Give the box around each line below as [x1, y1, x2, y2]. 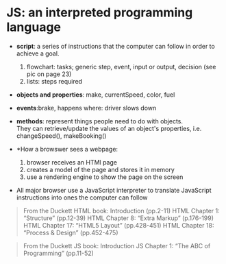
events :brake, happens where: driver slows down [16, 104, 157, 112]
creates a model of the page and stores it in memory [26, 165, 175, 173]
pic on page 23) [26, 70, 72, 78]
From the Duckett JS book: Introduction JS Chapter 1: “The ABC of [23, 241, 211, 250]
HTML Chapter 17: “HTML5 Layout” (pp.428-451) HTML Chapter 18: [23, 221, 214, 229]
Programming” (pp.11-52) [23, 249, 94, 257]
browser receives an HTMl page [26, 158, 118, 166]
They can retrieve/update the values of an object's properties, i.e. [16, 124, 202, 132]
